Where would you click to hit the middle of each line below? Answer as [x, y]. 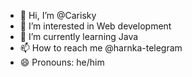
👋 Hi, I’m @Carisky [58, 15]
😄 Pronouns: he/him [62, 62]
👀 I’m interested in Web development [95, 26]
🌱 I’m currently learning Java [79, 36]
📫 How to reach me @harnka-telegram [101, 48]
